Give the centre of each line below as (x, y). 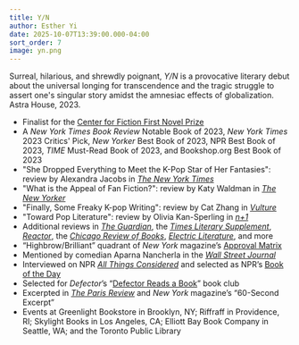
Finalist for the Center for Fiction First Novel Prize (113, 122)
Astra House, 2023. (45, 105)
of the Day (41, 274)
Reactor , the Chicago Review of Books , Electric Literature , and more (148, 236)
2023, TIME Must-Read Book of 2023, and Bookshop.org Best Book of (151, 151)
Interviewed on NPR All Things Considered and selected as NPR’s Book (153, 265)
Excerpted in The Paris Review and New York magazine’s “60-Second (150, 293)
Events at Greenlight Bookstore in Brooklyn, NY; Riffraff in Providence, (151, 312)
